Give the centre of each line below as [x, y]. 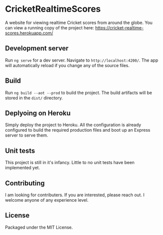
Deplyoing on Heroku [38, 113]
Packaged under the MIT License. [39, 227]
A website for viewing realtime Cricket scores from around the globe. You [79, 23]
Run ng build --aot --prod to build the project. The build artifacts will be [79, 93]
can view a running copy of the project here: [50, 27]
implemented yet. [22, 168]
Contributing [25, 183]
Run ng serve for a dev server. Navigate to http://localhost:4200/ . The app [82, 60]
